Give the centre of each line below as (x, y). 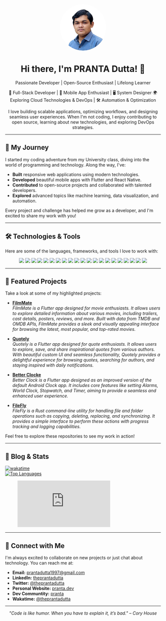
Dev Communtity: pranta (38, 593)
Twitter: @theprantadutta (38, 583)
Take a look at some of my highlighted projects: (53, 293)
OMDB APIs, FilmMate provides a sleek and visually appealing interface (85, 324)
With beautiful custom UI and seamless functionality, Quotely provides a (86, 355)
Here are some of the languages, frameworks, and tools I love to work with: (82, 251)
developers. (24, 190)
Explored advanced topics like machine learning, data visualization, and (85, 195)
